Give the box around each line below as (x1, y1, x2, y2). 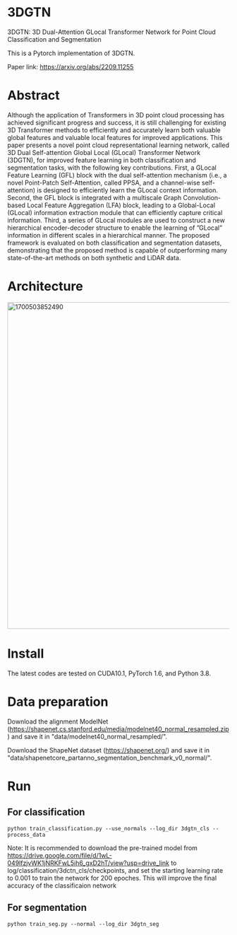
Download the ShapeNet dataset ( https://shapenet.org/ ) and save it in (7, 745, 210, 754)
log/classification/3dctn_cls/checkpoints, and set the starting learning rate (7, 866, 224, 874)
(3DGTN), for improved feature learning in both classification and (7, 156, 196, 164)
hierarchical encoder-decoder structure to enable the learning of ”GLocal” (7, 223, 223, 232)
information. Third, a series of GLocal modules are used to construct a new (7, 216, 226, 224)
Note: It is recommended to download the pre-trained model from (7, 843, 197, 852)
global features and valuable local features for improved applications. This (7, 133, 223, 141)
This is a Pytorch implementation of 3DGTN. (7, 49, 135, 57)
